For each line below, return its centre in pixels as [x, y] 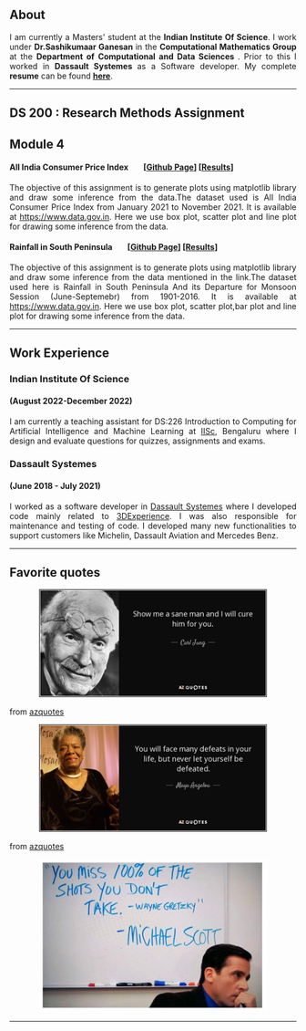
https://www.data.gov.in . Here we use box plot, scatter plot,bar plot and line [153, 306]
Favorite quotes [55, 573]
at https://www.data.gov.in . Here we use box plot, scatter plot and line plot [153, 216]
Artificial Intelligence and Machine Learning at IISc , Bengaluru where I [153, 431]
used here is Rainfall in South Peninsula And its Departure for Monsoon [153, 287]
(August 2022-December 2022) [71, 401]
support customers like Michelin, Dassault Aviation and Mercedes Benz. [144, 535]
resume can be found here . [61, 76]
